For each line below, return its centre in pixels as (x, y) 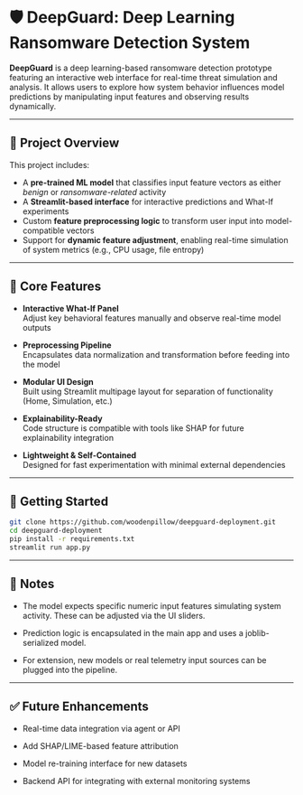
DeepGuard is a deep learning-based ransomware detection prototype (141, 68)
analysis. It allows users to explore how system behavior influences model (147, 87)
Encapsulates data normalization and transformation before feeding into (156, 354)
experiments (46, 211)
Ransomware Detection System (130, 43)
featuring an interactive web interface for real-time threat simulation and (143, 77)
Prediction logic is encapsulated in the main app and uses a (133, 632)
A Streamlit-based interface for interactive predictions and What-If (148, 201)
